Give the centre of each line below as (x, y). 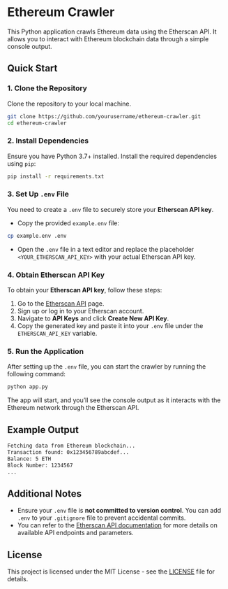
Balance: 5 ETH (29, 459)
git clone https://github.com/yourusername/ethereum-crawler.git (104, 116)
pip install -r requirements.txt (56, 176)
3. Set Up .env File (38, 194)
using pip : (22, 163)
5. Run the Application (46, 351)
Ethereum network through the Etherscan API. (73, 408)
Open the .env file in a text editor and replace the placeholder (106, 249)
